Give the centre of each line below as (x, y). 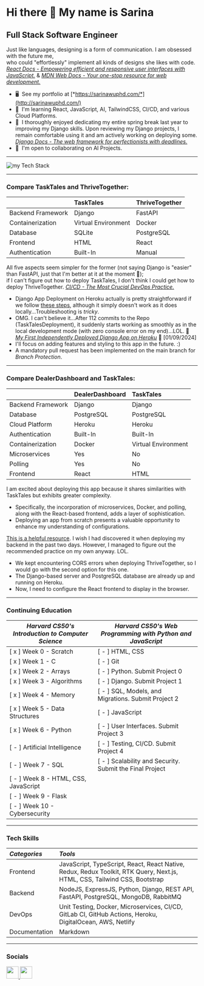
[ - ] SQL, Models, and (130, 691)
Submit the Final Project (131, 768)
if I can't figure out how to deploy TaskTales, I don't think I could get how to (100, 281)
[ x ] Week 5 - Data (37, 708)
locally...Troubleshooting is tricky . (57, 312)
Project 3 (110, 733)
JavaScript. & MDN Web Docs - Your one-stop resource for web (87, 75)
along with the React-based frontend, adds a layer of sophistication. (100, 513)
